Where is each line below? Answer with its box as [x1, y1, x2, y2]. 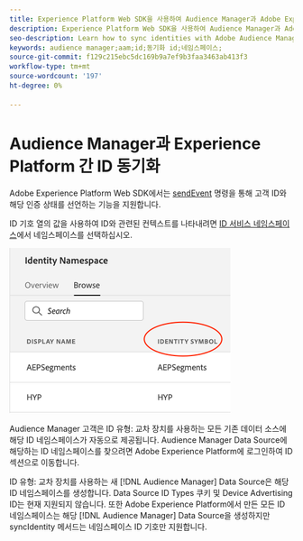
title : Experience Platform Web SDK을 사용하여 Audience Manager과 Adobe [9, 14, 281, 23]
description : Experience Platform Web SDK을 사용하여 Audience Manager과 [9, 23, 281, 33]
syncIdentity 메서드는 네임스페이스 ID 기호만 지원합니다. [9, 521, 207, 532]
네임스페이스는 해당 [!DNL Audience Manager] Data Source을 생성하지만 [9, 509, 271, 520]
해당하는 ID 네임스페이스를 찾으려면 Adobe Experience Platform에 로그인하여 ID [9, 445, 293, 456]
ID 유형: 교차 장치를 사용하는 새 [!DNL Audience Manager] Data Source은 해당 [9, 476, 289, 487]
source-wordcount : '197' [9, 72, 103, 81]
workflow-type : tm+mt [9, 62, 91, 71]
